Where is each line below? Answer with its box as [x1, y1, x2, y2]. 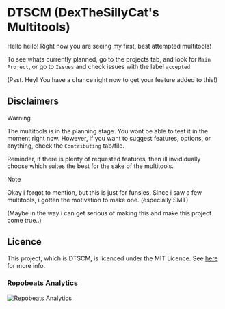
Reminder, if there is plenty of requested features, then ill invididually [7, 154, 201, 163]
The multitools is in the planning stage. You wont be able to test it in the [7, 126, 209, 135]
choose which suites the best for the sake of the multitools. [7, 162, 174, 170]
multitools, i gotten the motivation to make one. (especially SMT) [7, 196, 189, 204]
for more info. [7, 261, 46, 269]
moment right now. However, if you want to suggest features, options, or [7, 134, 211, 142]
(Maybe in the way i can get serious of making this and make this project [7, 209, 212, 217]
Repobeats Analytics [7, 278, 79, 288]
